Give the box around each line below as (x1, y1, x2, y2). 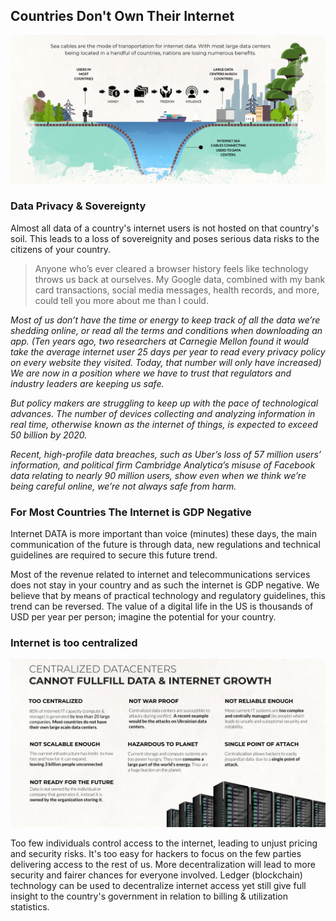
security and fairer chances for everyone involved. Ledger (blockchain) (10, 869, 303, 881)
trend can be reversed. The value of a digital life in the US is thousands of (10, 600, 314, 613)
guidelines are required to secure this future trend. (10, 549, 218, 561)
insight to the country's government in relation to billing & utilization (10, 890, 288, 903)
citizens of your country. (10, 243, 111, 255)
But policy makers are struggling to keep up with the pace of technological (10, 397, 319, 409)
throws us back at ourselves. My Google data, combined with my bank (34, 273, 326, 285)
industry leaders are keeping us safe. (10, 377, 165, 389)
